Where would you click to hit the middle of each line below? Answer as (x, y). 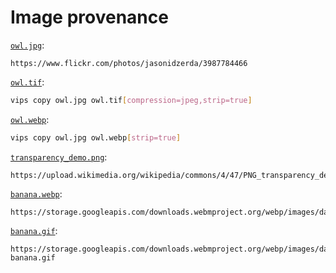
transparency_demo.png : (59, 157)
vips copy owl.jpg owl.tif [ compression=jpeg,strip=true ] (131, 100)
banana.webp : (36, 193)
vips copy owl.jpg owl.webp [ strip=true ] (96, 137)
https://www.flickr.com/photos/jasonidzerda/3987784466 (129, 63)
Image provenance (89, 17)
